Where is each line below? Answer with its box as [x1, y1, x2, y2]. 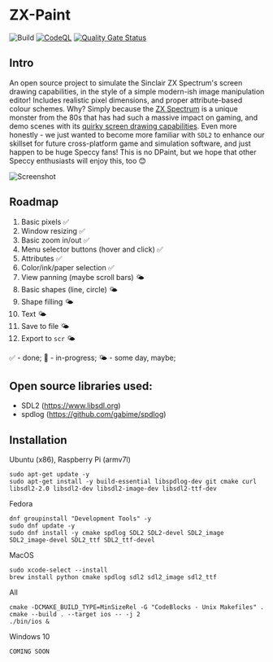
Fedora [9, 499, 33, 509]
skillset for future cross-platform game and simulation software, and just [9, 138, 251, 148]
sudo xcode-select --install [9, 566, 108, 575]
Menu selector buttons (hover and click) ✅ [20, 244, 163, 254]
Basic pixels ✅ [20, 217, 70, 226]
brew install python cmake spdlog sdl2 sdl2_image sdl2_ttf [9, 573, 218, 581]
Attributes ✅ [20, 253, 63, 263]
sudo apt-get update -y [9, 471, 90, 479]
